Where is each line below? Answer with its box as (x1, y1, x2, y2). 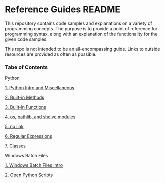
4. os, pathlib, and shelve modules (5, 114, 76, 120)
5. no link (5, 124, 24, 130)
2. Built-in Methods (5, 94, 45, 101)
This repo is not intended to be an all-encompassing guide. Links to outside (5, 46, 161, 52)
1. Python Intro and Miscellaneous (5, 85, 75, 91)
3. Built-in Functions (5, 104, 46, 110)
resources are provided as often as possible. (5, 51, 97, 57)
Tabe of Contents (5, 64, 48, 71)
